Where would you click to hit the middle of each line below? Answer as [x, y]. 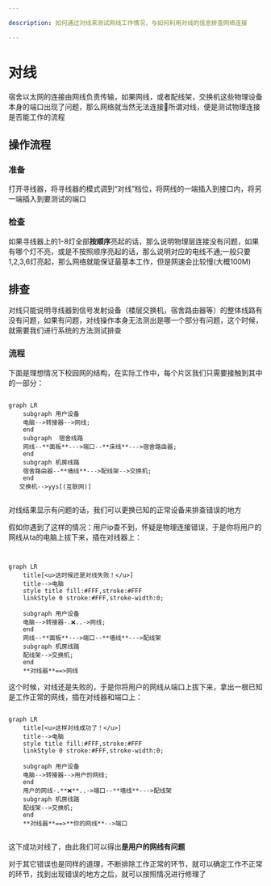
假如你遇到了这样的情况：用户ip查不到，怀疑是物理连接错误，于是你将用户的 [135, 527]
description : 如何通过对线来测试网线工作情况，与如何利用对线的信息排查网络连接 [128, 23]
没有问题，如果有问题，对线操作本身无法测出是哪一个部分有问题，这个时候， [135, 320]
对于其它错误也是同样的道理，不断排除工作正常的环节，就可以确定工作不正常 [135, 863]
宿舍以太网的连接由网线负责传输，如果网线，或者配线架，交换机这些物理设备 [135, 96]
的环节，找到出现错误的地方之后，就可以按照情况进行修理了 [107, 874]
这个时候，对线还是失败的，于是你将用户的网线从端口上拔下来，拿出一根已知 [135, 687]
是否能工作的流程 [37, 117]
